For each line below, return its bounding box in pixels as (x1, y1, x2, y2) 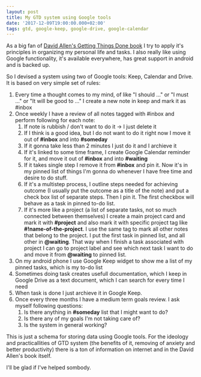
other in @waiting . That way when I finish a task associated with (23, 238, 184, 246)
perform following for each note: (14, 117, 95, 124)
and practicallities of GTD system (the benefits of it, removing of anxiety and (6, 340, 195, 347)
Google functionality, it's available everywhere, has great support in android (6, 55, 194, 62)
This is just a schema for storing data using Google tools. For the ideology (6, 333, 189, 340)
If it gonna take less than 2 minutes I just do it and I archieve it (23, 142, 177, 149)
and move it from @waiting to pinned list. (23, 251, 127, 258)
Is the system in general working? (23, 322, 107, 329)
